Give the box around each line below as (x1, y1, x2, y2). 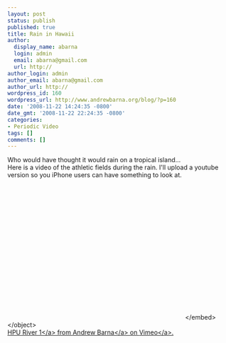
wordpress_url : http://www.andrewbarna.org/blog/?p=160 (7, 97, 176, 104)
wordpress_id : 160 (7, 90, 62, 97)
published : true (7, 23, 55, 31)
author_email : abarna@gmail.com (7, 76, 103, 84)
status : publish (7, 17, 55, 24)
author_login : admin (7, 70, 69, 77)
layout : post (7, 10, 46, 18)
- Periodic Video (7, 122, 59, 130)
